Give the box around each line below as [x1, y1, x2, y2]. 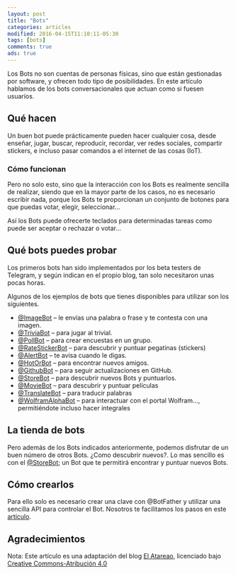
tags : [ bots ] [7, 37, 46, 44]
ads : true [7, 50, 37, 57]
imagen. [17, 320, 42, 330]
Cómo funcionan [7, 164, 66, 174]
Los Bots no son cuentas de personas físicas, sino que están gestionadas [7, 69, 222, 78]
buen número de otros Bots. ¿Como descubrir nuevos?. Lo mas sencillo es [7, 451, 225, 459]
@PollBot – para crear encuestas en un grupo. [17, 336, 152, 344]
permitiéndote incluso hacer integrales [17, 403, 131, 412]
